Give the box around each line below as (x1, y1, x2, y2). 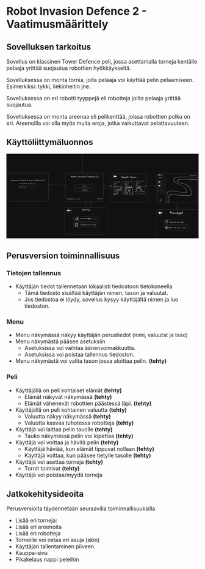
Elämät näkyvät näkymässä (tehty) (24, 393, 112, 400)
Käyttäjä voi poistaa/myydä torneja (15, 471, 103, 478)
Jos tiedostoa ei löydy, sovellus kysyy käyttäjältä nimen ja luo (24, 296, 179, 303)
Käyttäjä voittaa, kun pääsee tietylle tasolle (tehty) (24, 452, 151, 459)
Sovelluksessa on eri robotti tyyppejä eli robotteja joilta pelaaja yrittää (6, 95, 181, 102)
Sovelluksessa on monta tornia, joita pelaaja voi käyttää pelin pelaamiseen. (6, 76, 194, 83)
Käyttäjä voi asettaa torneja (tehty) (15, 458, 104, 466)
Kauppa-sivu (15, 549, 48, 557)
